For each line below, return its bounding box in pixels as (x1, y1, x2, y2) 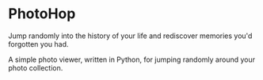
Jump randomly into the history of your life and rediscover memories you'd (8, 31, 253, 40)
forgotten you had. (8, 39, 69, 48)
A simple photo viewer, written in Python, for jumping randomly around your (8, 55, 256, 64)
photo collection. (8, 63, 63, 72)
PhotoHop (8, 5, 76, 23)
